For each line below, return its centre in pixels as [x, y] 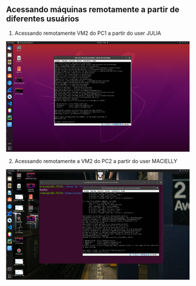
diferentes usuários [43, 19]
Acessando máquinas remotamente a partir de [93, 10]
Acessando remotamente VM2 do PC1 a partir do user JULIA [88, 33]
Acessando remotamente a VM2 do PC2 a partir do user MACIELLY [96, 161]
